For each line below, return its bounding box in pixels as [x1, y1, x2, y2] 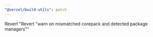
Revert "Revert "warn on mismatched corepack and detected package [4, 21, 148, 27]
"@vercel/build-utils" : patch [4, 7, 67, 12]
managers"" [4, 26, 29, 32]
